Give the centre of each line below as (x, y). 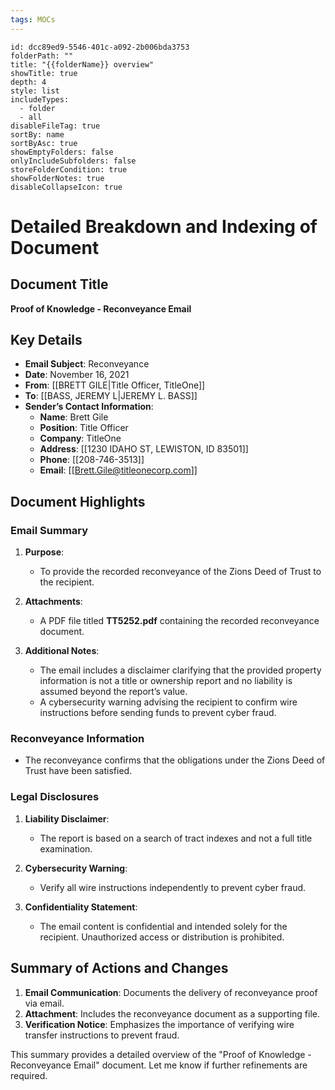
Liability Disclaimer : (67, 818)
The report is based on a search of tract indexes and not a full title (176, 838)
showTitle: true (44, 73)
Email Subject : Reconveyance (87, 364)
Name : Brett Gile (74, 417)
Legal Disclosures (55, 797)
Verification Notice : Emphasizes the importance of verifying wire (159, 1024)
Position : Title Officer (84, 428)
